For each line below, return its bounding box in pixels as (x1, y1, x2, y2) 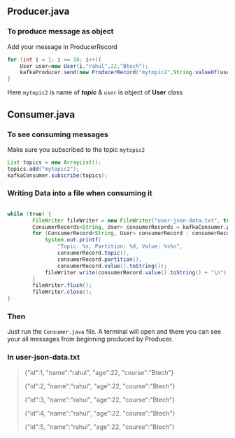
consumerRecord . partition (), (57, 255, 142, 263)
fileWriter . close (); (32, 288, 92, 296)
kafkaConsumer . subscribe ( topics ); (7, 171, 108, 179)
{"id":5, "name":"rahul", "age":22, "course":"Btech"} (24, 423, 175, 431)
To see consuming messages (7, 129, 108, 139)
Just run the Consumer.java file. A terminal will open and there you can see (7, 327, 222, 336)
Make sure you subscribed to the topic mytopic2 (7, 145, 145, 153)
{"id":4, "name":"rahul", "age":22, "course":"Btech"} (24, 409, 176, 417)
